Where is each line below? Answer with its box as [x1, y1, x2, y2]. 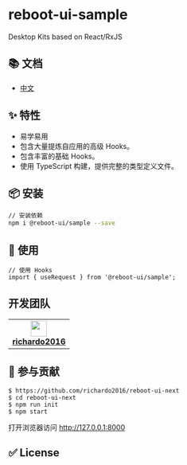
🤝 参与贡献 [8, 365, 60, 379]
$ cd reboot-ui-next [8, 393, 77, 401]
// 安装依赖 [8, 212, 44, 220]
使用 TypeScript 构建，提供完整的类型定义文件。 [19, 161, 179, 170]
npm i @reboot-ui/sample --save [8, 219, 115, 228]
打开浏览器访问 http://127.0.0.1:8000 [8, 422, 126, 432]
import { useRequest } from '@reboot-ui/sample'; [8, 273, 177, 281]
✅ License [8, 446, 60, 459]
